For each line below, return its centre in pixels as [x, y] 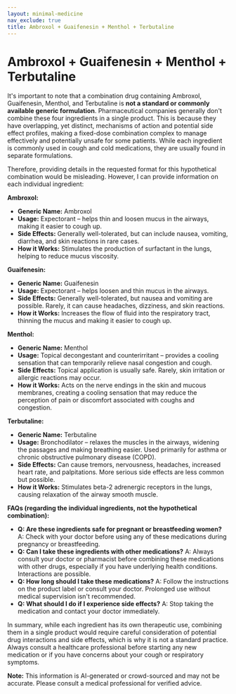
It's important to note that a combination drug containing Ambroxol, [105, 96]
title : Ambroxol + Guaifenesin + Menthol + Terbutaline [91, 27]
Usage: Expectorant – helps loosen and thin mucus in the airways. [113, 291]
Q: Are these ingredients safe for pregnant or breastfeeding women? [120, 529]
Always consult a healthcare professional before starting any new [102, 648]
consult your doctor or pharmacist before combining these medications [120, 559]
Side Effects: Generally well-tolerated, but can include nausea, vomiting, [123, 234]
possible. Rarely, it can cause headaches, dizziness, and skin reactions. [121, 306]
